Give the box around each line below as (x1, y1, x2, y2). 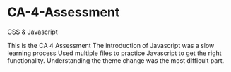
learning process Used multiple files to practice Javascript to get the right (7, 49, 222, 57)
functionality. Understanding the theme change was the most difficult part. (7, 56, 225, 64)
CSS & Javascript (7, 28, 58, 36)
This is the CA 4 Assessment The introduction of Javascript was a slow (7, 41, 215, 49)
